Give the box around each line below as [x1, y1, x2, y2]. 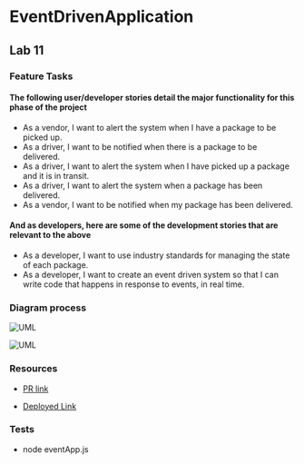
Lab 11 [9, 43, 44, 58]
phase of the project [9, 102, 88, 113]
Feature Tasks [9, 70, 74, 83]
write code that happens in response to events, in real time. [22, 279, 245, 290]
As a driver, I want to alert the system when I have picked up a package [22, 161, 290, 172]
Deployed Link [22, 400, 77, 411]
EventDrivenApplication [9, 6, 194, 27]
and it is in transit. [22, 170, 90, 181]
